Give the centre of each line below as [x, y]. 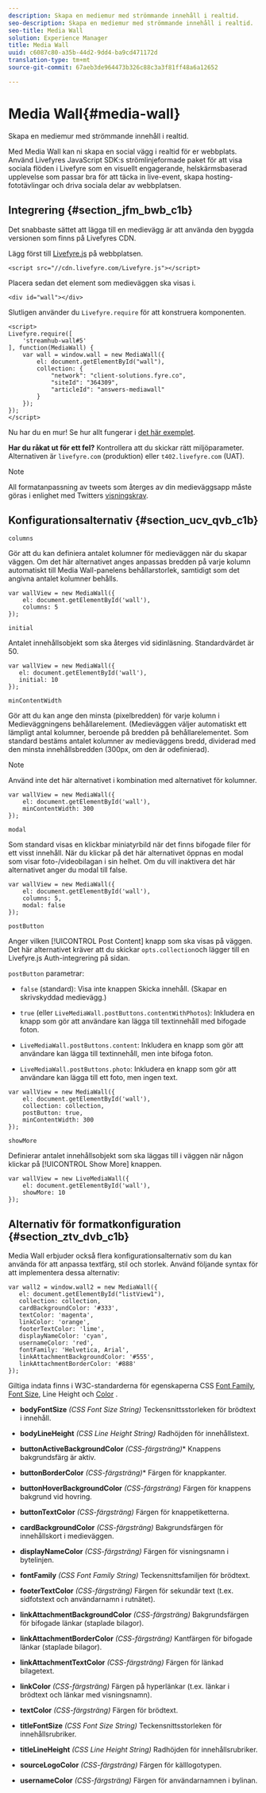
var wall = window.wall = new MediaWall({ [94, 354]
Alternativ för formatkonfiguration [94, 1224]
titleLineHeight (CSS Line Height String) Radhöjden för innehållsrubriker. [139, 1750]
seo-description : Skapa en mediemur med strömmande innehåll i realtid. [131, 23]
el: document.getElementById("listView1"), [92, 1294]
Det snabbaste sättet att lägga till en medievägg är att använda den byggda [131, 229]
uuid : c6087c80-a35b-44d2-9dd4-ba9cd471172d [83, 53]
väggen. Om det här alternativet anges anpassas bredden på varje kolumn [129, 562]
